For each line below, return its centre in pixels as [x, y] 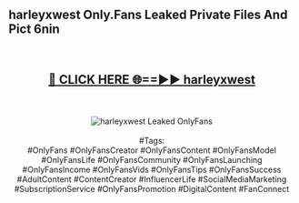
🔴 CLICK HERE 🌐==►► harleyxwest [152, 80]
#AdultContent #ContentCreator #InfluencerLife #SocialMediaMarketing [152, 179]
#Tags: [152, 140]
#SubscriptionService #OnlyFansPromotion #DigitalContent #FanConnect [152, 188]
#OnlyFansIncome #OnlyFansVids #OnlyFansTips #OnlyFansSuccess [152, 169]
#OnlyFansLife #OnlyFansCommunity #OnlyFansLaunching [152, 159]
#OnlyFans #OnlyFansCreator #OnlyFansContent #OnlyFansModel [152, 150]
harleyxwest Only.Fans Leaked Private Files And [148, 15]
